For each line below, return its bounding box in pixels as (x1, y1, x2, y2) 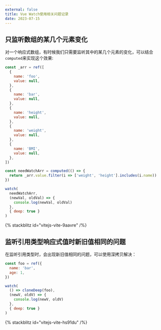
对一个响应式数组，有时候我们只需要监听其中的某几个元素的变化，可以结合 (5, 49, 153, 55)
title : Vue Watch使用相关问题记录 (5, 12, 69, 17)
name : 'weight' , (14, 128, 47, 133)
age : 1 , (9, 270, 25, 275)
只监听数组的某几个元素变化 (5, 35, 88, 44)
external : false (5, 7, 38, 12)
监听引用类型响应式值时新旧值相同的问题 (5, 238, 126, 246)
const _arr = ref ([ (5, 65, 44, 70)
